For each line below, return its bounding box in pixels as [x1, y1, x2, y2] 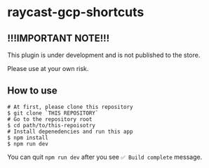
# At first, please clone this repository [7, 103, 133, 110]
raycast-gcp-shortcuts [7, 4, 144, 20]
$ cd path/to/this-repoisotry [7, 122, 96, 129]
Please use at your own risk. [7, 65, 89, 72]
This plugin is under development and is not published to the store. [7, 51, 201, 59]
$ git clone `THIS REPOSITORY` [7, 110, 99, 117]
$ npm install [7, 134, 49, 141]
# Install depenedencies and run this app [7, 128, 133, 135]
